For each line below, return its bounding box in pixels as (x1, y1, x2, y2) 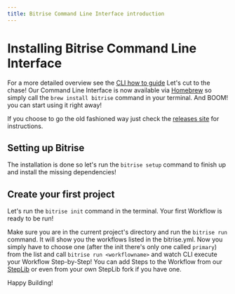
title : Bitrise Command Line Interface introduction (7, 10, 165, 17)
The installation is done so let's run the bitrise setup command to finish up (7, 160, 227, 169)
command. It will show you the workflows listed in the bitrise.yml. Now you (7, 235, 223, 244)
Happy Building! (7, 279, 54, 287)
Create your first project (7, 188, 115, 200)
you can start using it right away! (7, 101, 102, 109)
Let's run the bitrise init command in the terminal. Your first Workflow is (7, 207, 222, 216)
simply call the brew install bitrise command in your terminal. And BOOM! (7, 93, 229, 101)
